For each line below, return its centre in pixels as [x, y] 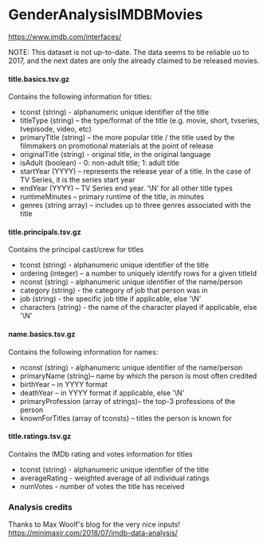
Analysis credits [41, 507]
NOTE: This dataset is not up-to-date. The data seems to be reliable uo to [129, 52]
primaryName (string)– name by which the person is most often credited [138, 375]
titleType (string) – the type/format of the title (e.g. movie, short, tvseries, [139, 120]
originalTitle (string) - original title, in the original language [115, 155]
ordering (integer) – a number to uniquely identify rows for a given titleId [138, 273]
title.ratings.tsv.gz [40, 437]
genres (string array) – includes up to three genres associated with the [135, 206]
